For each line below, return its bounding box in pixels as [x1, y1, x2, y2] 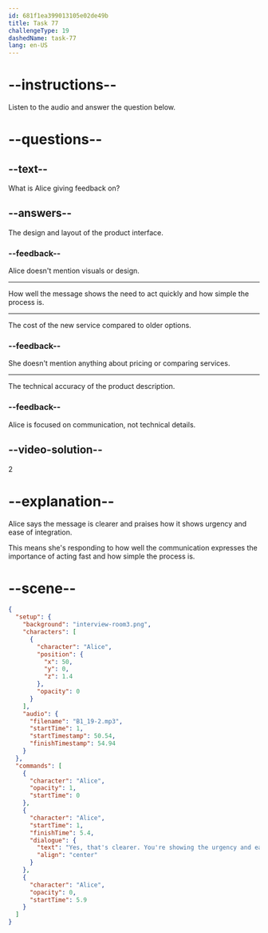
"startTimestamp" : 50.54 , [29, 732, 116, 740]
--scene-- [8, 579, 77, 597]
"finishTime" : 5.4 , [29, 829, 94, 837]
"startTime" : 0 [29, 791, 81, 800]
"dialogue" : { [29, 836, 77, 844]
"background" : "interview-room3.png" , [22, 621, 152, 629]
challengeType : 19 [8, 26, 69, 34]
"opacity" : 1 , [29, 784, 77, 792]
